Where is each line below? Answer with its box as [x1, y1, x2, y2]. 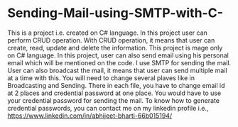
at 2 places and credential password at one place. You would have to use [7, 89, 222, 97]
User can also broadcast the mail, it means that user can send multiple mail [7, 66, 227, 74]
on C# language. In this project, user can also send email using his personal [7, 51, 229, 60]
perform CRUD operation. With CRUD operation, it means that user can [7, 35, 215, 44]
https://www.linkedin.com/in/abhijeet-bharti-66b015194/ [7, 111, 173, 120]
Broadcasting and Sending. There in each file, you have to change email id [7, 81, 225, 89]
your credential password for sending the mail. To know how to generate [7, 96, 220, 104]
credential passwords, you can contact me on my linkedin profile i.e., [7, 104, 209, 112]
